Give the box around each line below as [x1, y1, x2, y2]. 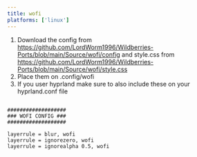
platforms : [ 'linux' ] [7, 17, 70, 24]
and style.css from [122, 50, 175, 59]
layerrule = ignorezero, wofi [7, 136, 95, 144]
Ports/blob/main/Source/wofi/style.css [17, 65, 128, 73]
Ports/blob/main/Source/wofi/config [17, 50, 121, 59]
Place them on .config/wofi [17, 72, 95, 80]
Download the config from [17, 35, 92, 44]
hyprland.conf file [17, 87, 68, 95]
